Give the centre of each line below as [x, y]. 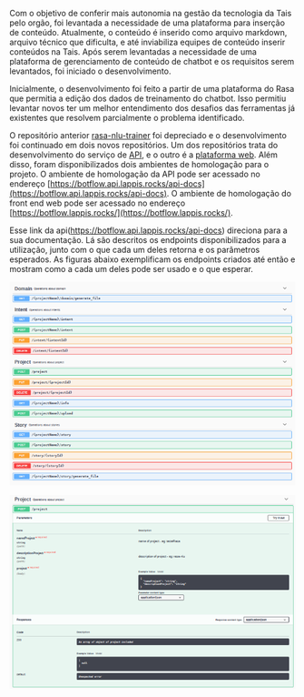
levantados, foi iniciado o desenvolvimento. [90, 71]
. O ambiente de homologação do [229, 193]
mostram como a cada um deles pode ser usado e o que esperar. [132, 269]
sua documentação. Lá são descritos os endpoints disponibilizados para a [148, 240]
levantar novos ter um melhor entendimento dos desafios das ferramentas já [152, 108]
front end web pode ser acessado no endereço [98, 203]
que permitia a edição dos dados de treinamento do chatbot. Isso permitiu [148, 98]
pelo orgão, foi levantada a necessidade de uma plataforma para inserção [147, 23]
